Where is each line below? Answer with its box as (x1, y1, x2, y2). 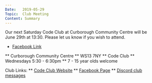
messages (5, 73, 26, 79)
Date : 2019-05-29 (5, 7, 45, 12)
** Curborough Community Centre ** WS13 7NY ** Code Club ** (5, 53, 135, 59)
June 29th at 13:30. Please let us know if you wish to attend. (5, 34, 125, 40)
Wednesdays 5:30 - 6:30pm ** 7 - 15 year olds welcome (5, 58, 118, 64)
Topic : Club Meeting (5, 12, 49, 16)
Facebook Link (12, 44, 42, 50)
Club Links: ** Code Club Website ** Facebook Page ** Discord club (5, 68, 142, 73)
